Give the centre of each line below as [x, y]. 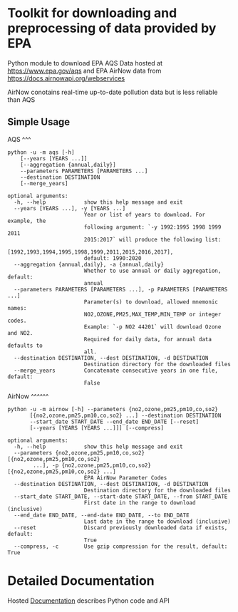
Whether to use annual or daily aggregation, [152, 271]
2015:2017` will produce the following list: [152, 239]
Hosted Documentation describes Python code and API [88, 601]
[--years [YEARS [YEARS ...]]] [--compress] [97, 428]
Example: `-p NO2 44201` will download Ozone [152, 327]
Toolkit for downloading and [92, 13]
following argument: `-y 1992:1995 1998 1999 [152, 227]
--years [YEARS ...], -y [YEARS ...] [70, 208]
